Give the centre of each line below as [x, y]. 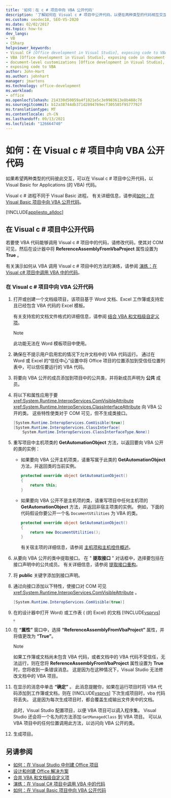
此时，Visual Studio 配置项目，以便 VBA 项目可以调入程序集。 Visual [85, 710]
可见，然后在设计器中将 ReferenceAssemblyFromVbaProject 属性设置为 [82, 249]
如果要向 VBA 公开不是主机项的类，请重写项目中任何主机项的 [84, 500]
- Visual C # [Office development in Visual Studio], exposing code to [82, 52]
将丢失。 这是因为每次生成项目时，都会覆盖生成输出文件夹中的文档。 [85, 700]
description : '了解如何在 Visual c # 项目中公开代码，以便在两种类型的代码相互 [82, 15]
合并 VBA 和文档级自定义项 [41, 777]
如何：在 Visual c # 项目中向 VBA [75, 150]
